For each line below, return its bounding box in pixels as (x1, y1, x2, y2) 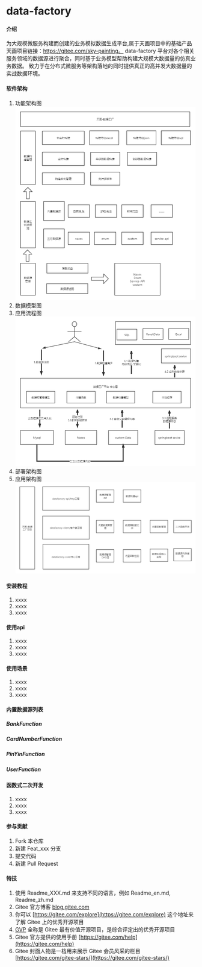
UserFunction (6, 766, 41, 773)
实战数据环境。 (6, 70, 43, 77)
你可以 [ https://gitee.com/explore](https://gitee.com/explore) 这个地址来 (14, 911, 194, 918)
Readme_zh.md (14, 896, 54, 904)
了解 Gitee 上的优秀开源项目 (14, 918, 84, 926)
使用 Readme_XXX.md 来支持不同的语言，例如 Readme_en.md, (14, 889, 171, 896)
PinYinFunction (6, 751, 45, 758)
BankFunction (6, 720, 42, 727)
